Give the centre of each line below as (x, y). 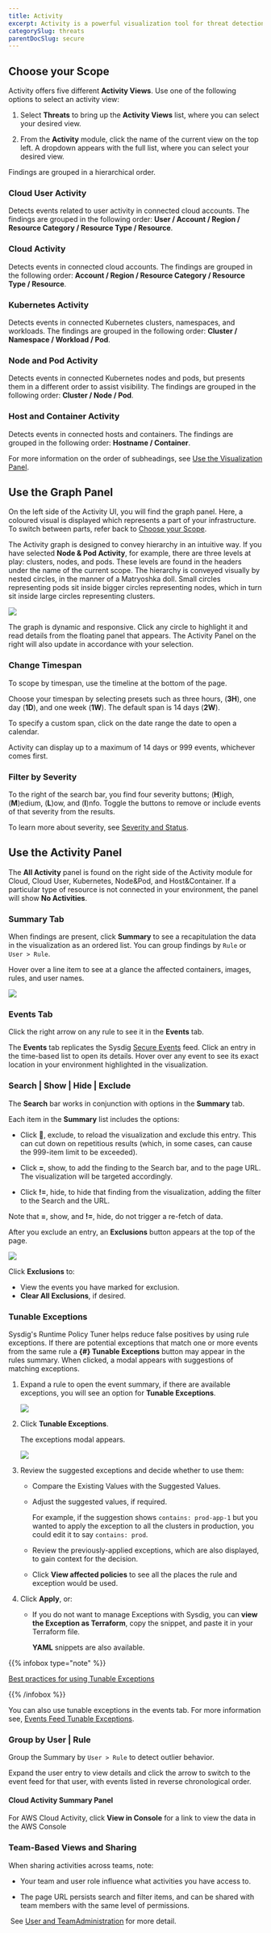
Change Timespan (45, 665)
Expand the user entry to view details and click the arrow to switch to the (129, 1773)
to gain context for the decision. (85, 1558)
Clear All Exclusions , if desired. (73, 1295)
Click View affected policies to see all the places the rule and (135, 1574)
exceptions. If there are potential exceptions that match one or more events (133, 1342)
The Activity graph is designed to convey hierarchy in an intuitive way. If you (135, 545)
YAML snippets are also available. (88, 1647)
